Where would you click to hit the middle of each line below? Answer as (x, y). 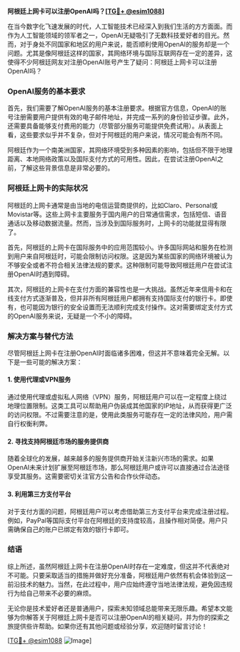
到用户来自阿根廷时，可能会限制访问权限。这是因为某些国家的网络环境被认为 (120, 256)
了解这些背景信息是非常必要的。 (67, 168)
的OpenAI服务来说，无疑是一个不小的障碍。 (72, 316)
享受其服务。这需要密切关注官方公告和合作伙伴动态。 (86, 476)
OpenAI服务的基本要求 (46, 91)
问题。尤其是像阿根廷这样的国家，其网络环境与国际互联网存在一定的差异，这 (120, 53)
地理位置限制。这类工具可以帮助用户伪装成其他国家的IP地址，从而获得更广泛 (120, 406)
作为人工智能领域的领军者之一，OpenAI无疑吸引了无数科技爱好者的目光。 (115, 35)
